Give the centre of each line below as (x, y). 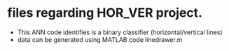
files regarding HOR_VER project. (105, 13)
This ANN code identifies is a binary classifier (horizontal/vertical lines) (120, 32)
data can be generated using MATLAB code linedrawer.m (100, 39)
